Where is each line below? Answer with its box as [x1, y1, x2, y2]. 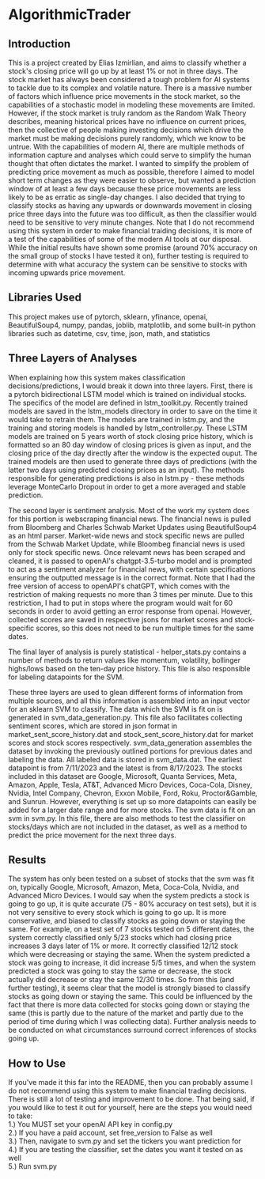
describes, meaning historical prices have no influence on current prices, [8, 117, 247, 126]
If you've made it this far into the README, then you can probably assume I [8, 1078, 253, 1087]
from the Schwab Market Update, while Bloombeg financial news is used [8, 539, 245, 549]
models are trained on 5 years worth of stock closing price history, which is [8, 431, 254, 440]
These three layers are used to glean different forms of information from [8, 687, 244, 697]
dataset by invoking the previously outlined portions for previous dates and [8, 746, 253, 756]
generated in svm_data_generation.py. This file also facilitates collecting [8, 712, 243, 722]
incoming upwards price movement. [8, 268, 126, 278]
